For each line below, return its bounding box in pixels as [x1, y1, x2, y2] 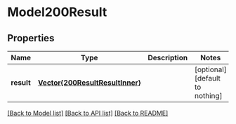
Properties [7, 32, 55, 44]
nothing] [194, 91, 223, 100]
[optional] [194, 64, 227, 74]
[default [194, 74, 221, 83]
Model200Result [7, 4, 107, 20]
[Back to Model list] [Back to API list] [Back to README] [7, 109, 169, 117]
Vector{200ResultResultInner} [37, 78, 142, 88]
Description [147, 53, 188, 62]
